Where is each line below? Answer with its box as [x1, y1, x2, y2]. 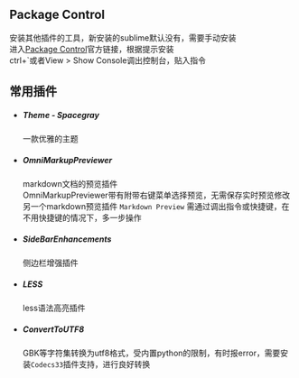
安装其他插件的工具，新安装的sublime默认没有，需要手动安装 [9, 32, 237, 43]
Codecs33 [30, 361, 64, 370]
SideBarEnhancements [22, 234, 112, 244]
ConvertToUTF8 [22, 324, 85, 335]
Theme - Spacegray [22, 109, 99, 120]
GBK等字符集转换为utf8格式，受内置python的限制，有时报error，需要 [22, 347, 281, 359]
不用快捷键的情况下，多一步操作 [22, 212, 142, 224]
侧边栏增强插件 [22, 257, 79, 269]
